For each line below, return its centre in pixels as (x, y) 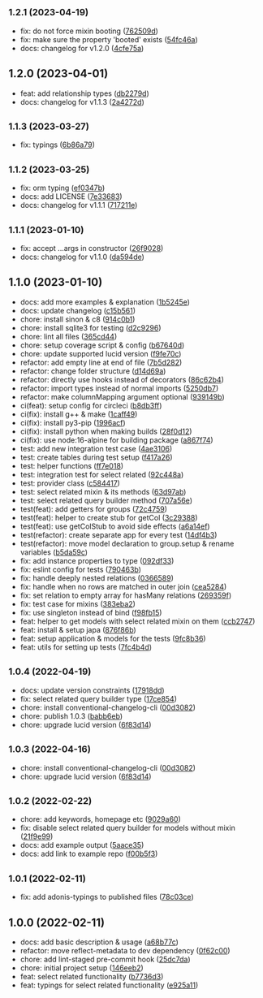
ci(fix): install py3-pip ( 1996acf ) (73, 422)
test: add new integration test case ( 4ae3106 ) (96, 448)
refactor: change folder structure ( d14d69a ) (93, 371)
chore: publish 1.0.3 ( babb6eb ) (71, 716)
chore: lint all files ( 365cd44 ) (69, 336)
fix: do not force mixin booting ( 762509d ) (89, 31)
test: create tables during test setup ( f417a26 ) (96, 457)
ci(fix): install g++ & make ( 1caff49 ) (79, 414)
